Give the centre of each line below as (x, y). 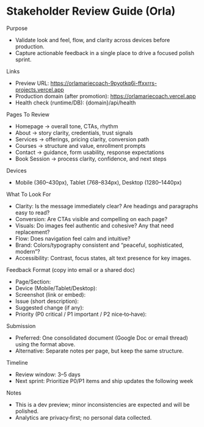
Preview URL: (32, 83)
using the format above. (45, 344)
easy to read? (32, 213)
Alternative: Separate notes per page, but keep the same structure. (99, 351)
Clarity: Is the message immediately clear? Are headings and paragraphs (107, 206)
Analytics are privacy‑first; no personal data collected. (83, 417)
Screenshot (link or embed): (50, 294)
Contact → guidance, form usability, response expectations (90, 152)
